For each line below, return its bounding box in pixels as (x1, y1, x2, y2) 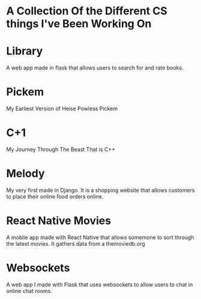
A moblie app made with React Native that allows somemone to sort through (6, 234, 194, 241)
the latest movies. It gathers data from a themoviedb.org (6, 240, 145, 247)
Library (6, 44, 43, 58)
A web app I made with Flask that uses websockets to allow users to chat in (6, 280, 193, 288)
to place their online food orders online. (6, 193, 104, 200)
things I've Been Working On (6, 17, 152, 31)
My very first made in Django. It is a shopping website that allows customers (6, 186, 195, 194)
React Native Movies (6, 214, 112, 228)
